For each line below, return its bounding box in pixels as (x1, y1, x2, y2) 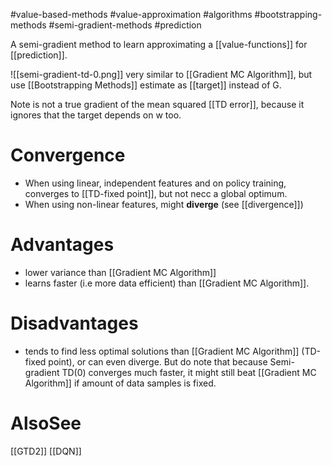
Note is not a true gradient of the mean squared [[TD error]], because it (10, 99, 305, 110)
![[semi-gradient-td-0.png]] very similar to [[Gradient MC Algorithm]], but (10, 69, 313, 80)
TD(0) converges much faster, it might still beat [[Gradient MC (61, 366, 317, 378)
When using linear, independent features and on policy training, (24, 177, 287, 189)
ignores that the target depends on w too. (10, 109, 182, 121)
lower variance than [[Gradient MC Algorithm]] (24, 266, 217, 278)
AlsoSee (10, 412, 82, 434)
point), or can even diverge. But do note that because (48, 355, 268, 368)
